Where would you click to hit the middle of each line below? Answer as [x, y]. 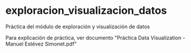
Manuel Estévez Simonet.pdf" [41, 44]
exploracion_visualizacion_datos [86, 11]
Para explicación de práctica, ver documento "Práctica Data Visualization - [95, 37]
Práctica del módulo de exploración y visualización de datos [78, 26]
